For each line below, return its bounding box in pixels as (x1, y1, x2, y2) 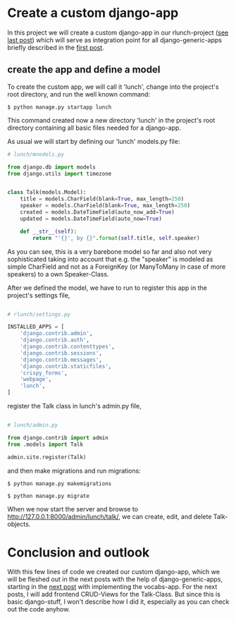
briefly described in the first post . (7, 43, 104, 51)
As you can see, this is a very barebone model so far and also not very (7, 247, 212, 255)
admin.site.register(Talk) (7, 454, 87, 461)
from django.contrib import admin (7, 434, 109, 442)
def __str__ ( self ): (20, 228, 77, 235)
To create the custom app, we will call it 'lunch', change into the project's (7, 83, 219, 91)
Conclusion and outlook (7, 545, 150, 560)
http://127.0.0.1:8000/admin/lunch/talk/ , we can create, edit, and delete (7, 512, 212, 521)
